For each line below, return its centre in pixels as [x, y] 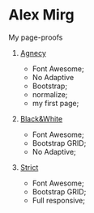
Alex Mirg [41, 15]
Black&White [41, 118]
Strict [29, 167]
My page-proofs [36, 37]
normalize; [50, 94]
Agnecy [33, 53]
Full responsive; [58, 200]
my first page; [56, 103]
